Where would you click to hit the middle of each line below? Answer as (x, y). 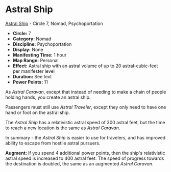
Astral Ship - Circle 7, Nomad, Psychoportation (54, 23)
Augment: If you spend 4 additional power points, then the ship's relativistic (85, 153)
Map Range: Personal (35, 60)
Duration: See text (32, 76)
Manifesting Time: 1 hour (40, 55)
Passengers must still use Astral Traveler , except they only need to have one (86, 107)
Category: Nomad (32, 39)
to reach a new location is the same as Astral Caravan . (63, 128)
